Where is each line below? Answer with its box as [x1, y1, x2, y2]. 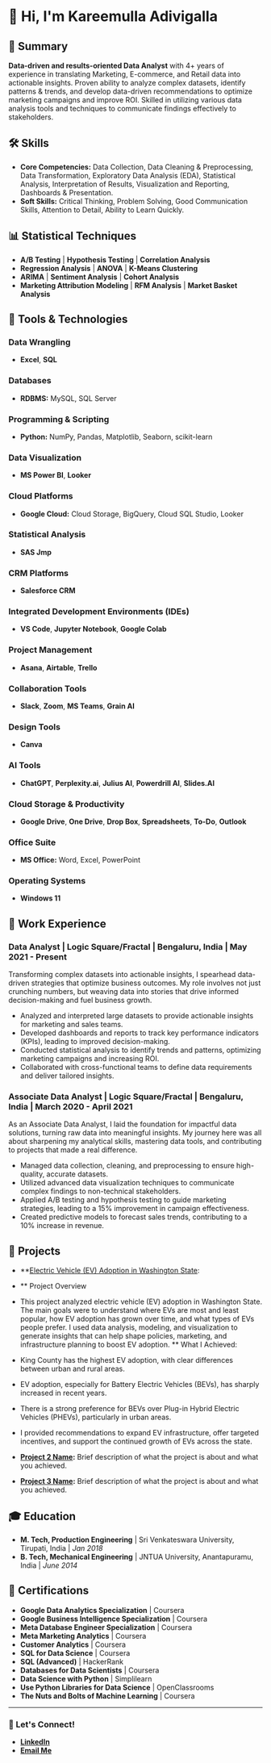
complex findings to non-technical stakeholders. [19, 1186, 181, 1197]
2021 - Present [8, 951, 67, 963]
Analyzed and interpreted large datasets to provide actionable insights [19, 1011, 254, 1021]
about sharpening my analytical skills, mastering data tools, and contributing [8, 1137, 262, 1147]
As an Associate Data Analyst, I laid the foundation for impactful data [8, 1119, 237, 1129]
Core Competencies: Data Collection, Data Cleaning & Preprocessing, [19, 161, 254, 172]
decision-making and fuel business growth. [8, 996, 152, 1005]
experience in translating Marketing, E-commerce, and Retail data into [8, 69, 241, 79]
